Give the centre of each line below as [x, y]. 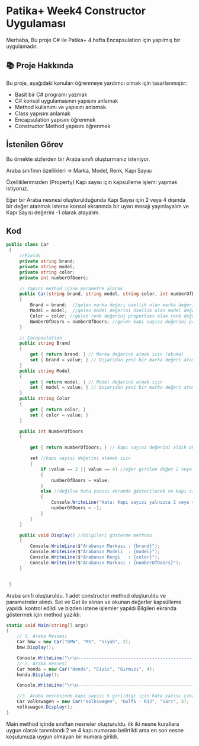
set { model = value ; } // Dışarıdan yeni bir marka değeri [106, 388]
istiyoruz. [17, 188]
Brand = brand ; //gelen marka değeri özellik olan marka [103, 305]
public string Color [44, 399]
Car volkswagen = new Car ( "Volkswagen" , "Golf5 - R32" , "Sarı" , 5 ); [103, 701]
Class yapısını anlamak [43, 113]
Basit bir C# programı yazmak [51, 94]
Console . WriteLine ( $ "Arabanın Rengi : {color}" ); [95, 557]
